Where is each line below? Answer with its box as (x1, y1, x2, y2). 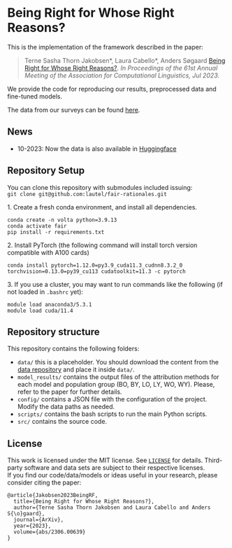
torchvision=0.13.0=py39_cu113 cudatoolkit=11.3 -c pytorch (7, 267, 187, 275)
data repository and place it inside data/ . (17, 365, 135, 374)
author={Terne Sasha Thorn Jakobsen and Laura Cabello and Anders (13, 504, 211, 511)
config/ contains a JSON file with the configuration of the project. (17, 395, 208, 403)
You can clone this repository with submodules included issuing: (7, 183, 193, 191)
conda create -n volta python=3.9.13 (7, 216, 117, 223)
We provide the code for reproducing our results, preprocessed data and (7, 84, 217, 93)
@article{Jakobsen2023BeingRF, (7, 492, 99, 499)
